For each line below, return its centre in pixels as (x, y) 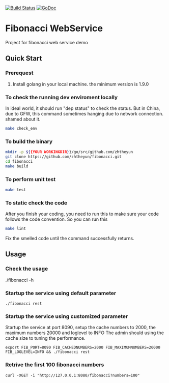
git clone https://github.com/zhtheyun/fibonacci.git (64, 157)
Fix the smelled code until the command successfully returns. (70, 238)
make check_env (21, 128)
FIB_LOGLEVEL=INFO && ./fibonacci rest (48, 352)
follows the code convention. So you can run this (57, 219)
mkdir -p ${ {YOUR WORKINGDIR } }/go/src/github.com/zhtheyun (69, 152)
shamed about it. (23, 119)
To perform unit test (31, 179)
